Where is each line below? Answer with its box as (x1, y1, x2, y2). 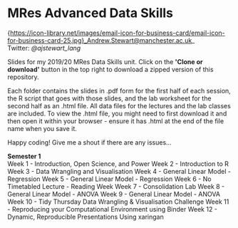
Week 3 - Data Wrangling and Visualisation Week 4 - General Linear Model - (7, 167, 232, 175)
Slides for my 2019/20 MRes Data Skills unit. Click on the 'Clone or (7, 57, 203, 66)
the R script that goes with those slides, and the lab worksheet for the (7, 94, 212, 103)
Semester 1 (7, 152, 41, 160)
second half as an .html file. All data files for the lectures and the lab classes (7, 101, 232, 110)
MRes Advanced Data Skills (7, 5, 173, 21)
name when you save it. (7, 124, 77, 133)
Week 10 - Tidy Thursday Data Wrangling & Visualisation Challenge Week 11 (7, 197, 229, 206)
